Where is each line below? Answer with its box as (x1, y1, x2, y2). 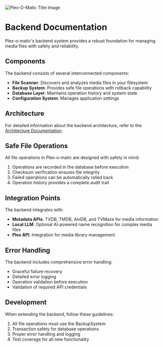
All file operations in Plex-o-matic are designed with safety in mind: (5, 154, 140, 161)
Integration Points (5, 194, 61, 202)
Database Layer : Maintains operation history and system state (12, 90, 138, 96)
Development (5, 298, 47, 306)
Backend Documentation (5, 22, 108, 33)
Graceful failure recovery (12, 269, 62, 274)
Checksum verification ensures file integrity (12, 169, 100, 175)
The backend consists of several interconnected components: (5, 70, 129, 76)
